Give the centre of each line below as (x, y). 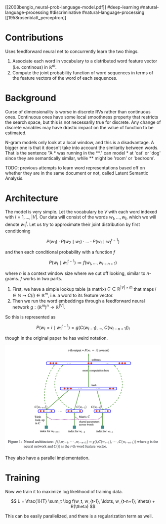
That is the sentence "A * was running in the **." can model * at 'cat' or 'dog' (83, 153)
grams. (12, 278)
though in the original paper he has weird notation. (57, 338)
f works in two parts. (41, 278)
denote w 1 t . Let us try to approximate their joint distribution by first (73, 224)
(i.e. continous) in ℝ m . (34, 66)
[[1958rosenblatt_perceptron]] (36, 18)
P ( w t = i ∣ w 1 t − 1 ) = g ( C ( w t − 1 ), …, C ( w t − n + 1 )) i (83, 327)
